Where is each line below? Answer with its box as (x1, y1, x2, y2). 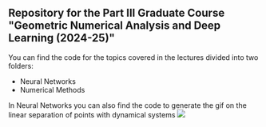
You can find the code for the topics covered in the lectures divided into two (8, 52, 259, 62)
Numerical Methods (19, 85, 85, 94)
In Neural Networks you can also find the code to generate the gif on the (8, 100, 248, 110)
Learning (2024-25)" (8, 31, 116, 45)
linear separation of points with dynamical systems (8, 109, 176, 119)
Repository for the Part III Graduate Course (8, 6, 225, 20)
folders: (8, 61, 34, 70)
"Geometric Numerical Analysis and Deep (8, 19, 221, 33)
